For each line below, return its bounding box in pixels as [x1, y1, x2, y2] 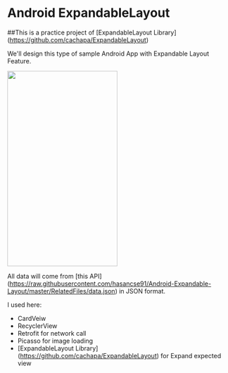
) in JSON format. [115, 286, 166, 295]
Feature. [7, 56, 32, 65]
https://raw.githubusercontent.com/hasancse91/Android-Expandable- [9, 279, 212, 288]
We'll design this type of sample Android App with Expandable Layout [7, 49, 210, 58]
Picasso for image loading [17, 336, 94, 345]
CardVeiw [17, 314, 46, 322]
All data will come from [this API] [7, 272, 102, 280]
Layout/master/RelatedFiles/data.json [7, 286, 115, 295]
